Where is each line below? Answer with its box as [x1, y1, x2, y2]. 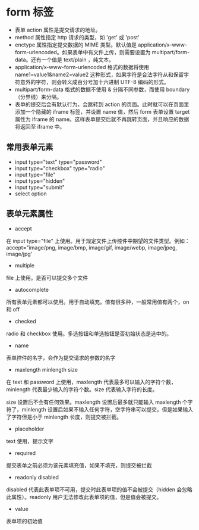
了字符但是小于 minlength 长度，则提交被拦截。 [6, 413, 122, 420]
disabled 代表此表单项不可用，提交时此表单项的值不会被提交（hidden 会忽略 [6, 486, 193, 493]
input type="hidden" [14, 177, 65, 185]
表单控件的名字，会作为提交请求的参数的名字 [6, 354, 116, 361]
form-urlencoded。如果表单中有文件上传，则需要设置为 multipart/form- [14, 48, 190, 55]
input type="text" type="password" [14, 158, 102, 166]
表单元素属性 [6, 209, 53, 219]
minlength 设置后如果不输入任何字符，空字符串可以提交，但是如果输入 [21, 406, 194, 413]
